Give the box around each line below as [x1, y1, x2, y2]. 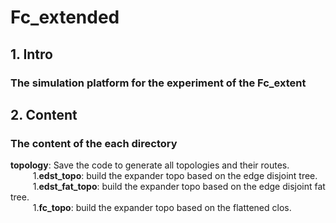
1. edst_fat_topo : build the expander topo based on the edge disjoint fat [32, 181, 326, 193]
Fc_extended [10, 6, 120, 29]
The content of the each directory [10, 136, 178, 150]
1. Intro [10, 46, 53, 63]
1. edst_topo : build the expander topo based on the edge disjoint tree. [32, 170, 318, 182]
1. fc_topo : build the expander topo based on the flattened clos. [32, 202, 292, 214]
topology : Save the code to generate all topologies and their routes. [10, 159, 290, 171]
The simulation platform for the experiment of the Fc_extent [10, 76, 307, 90]
